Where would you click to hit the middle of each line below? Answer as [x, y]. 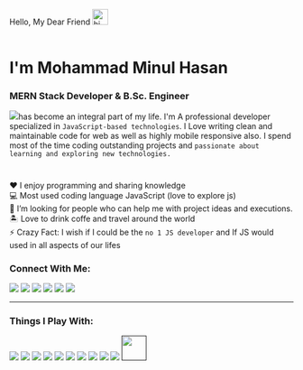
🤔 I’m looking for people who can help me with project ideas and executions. [151, 208]
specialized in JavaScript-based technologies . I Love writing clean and [141, 126]
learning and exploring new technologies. [90, 154]
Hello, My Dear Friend [50, 22]
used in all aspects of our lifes [65, 245]
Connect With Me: [50, 268]
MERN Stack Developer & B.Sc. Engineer [99, 97]
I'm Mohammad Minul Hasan [119, 68]
